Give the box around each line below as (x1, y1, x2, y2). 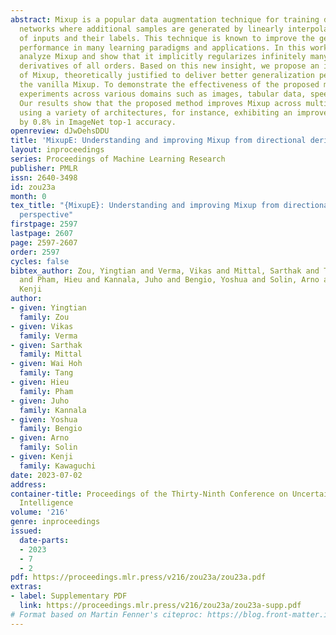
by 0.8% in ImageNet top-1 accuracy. (19, 117, 177, 127)
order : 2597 (10, 247, 60, 257)
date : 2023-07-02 (10, 470, 83, 480)
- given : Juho (10, 396, 70, 406)
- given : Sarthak (10, 340, 83, 350)
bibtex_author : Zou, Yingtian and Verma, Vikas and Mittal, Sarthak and (10, 266, 320, 276)
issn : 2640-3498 (10, 172, 78, 183)
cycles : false (10, 256, 70, 266)
